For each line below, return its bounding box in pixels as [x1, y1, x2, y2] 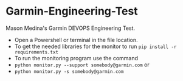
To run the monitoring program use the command [14, 54, 138, 62]
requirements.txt [14, 49, 59, 55]
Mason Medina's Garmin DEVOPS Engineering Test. [5, 24, 135, 32]
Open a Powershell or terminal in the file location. [14, 36, 138, 43]
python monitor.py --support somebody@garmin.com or [14, 61, 150, 68]
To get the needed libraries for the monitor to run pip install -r [14, 43, 177, 50]
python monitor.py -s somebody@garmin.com [14, 68, 124, 74]
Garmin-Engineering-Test [5, 4, 138, 18]
